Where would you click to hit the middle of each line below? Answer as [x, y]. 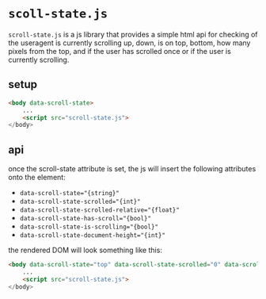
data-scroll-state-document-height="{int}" [93, 236]
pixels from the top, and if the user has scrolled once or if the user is [120, 51]
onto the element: [37, 178]
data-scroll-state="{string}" [70, 194]
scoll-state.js [58, 14]
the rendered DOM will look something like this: [85, 250]
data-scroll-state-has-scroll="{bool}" [85, 219]
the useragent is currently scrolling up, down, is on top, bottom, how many [129, 43]
